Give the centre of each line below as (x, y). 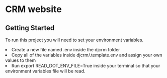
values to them (21, 60)
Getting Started (30, 28)
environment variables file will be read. (45, 71)
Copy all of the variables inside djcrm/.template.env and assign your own (87, 55)
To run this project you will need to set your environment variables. (74, 40)
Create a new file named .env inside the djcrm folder (66, 50)
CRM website (33, 9)
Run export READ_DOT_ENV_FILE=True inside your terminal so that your (86, 66)
